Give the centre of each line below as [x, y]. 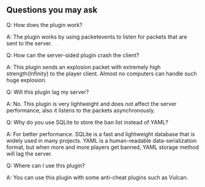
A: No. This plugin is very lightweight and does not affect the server [91, 104]
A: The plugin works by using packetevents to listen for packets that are [97, 37]
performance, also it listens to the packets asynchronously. [81, 110]
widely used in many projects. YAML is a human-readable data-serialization [102, 140]
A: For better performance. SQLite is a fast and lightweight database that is [101, 134]
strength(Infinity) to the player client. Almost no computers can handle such [102, 74]
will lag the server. [29, 153]
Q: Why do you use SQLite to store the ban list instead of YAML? [87, 122]
